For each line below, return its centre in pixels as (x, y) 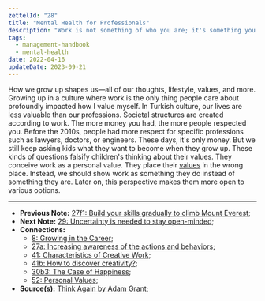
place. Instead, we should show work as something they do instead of (121, 173)
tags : (17, 38)
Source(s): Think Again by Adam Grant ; (84, 288)
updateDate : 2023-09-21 (47, 67)
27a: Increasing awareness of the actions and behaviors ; (123, 246)
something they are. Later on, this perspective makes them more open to (126, 182)
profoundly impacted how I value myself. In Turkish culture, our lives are (125, 106)
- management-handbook (52, 45)
